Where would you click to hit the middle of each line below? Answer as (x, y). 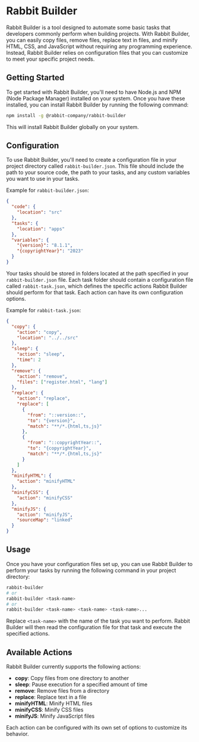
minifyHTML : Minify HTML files (53, 703)
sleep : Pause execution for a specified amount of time (81, 684)
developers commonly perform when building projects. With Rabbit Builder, (98, 33)
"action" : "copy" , (40, 332)
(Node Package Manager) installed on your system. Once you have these (96, 98)
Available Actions (39, 652)
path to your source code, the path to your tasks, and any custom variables (98, 172)
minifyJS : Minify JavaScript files (55, 716)
